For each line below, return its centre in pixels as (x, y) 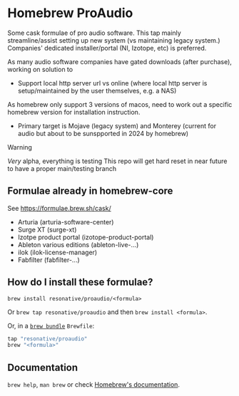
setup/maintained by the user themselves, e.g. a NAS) (97, 90)
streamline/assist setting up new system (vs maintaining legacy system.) (114, 40)
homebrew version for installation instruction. (74, 112)
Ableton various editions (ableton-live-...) (78, 244)
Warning (20, 147)
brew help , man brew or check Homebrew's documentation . (94, 385)
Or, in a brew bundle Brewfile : (51, 325)
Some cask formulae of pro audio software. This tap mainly (95, 33)
